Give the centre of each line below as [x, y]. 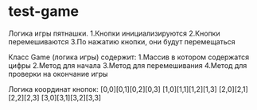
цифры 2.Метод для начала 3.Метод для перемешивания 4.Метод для [128, 65]
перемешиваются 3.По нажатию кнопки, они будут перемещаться [122, 41]
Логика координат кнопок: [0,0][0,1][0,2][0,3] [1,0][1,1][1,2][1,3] [113, 89]
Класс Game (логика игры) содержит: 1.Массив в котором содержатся [128, 57]
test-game [44, 11]
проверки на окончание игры [58, 74]
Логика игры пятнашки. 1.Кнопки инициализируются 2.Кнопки [114, 33]
